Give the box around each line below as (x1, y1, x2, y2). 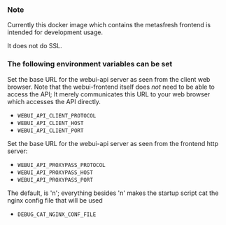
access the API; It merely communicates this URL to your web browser (7, 89, 211, 99)
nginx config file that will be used (7, 196, 103, 204)
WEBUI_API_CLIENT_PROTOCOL (17, 112, 97, 119)
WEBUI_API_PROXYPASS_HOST (17, 169, 93, 176)
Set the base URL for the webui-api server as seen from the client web (7, 75, 211, 83)
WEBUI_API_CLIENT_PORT (17, 127, 84, 134)
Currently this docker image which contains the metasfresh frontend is (7, 21, 211, 29)
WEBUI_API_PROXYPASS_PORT (17, 176, 93, 183)
